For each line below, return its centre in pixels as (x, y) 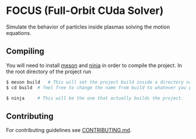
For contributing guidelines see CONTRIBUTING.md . (69, 130)
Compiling (25, 51)
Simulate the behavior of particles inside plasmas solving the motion (88, 27)
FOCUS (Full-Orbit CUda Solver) (85, 11)
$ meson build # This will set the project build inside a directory (95, 82)
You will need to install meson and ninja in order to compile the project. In (94, 65)
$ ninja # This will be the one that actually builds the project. (95, 98)
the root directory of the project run (49, 72)
